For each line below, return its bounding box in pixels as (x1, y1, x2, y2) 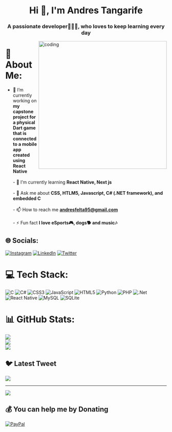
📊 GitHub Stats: (5, 313, 75, 325)
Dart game (12, 125, 36, 131)
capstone (12, 108, 34, 115)
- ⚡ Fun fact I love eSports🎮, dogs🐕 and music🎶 (12, 220, 118, 226)
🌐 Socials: (5, 236, 39, 245)
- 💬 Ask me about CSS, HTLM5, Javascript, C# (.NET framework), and (12, 190, 163, 196)
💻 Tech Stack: (5, 269, 69, 281)
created (12, 152, 30, 158)
